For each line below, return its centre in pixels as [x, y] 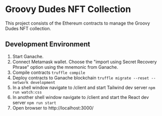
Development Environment [48, 44]
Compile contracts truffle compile [49, 72]
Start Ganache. [28, 56]
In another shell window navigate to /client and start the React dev [80, 97]
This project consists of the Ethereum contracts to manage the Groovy [77, 23]
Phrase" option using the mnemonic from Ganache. [65, 67]
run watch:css [27, 92]
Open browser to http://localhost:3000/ [53, 108]
